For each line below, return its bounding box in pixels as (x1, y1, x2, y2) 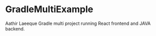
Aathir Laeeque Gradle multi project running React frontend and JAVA (5, 20, 151, 26)
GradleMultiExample (5, 4, 93, 15)
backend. (5, 25, 25, 31)
